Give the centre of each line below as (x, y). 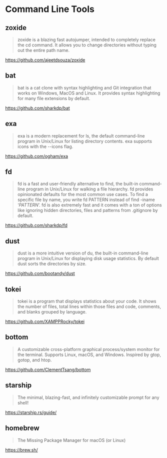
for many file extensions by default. (54, 98)
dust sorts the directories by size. (52, 264)
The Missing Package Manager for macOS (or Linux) (71, 440)
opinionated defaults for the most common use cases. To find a (83, 194)
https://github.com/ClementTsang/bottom (48, 369)
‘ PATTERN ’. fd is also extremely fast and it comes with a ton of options (89, 205)
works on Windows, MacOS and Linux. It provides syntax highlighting (89, 93)
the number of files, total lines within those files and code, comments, (89, 306)
